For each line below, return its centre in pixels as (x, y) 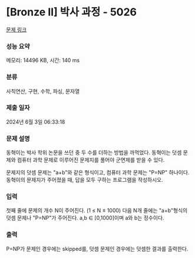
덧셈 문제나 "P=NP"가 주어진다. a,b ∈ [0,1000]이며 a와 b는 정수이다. (85, 218)
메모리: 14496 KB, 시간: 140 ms (43, 60)
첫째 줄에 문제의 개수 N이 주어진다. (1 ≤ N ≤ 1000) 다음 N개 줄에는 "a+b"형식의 (97, 211)
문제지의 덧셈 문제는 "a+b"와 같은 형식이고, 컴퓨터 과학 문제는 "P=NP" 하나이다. (98, 172)
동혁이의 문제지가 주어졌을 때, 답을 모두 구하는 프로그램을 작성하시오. (85, 180)
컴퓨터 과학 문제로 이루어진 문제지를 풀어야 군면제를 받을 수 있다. (91, 160)
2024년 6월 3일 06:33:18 (36, 122)
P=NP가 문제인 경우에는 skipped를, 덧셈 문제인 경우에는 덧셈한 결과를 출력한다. (97, 249)
